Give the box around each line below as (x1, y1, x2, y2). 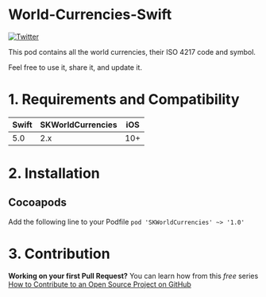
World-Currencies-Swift (8, 6, 172, 24)
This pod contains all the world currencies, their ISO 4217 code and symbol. (8, 47, 256, 56)
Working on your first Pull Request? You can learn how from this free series (8, 271, 259, 280)
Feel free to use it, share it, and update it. (8, 62, 143, 72)
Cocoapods (8, 196, 67, 210)
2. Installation (8, 164, 101, 183)
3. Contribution (8, 245, 110, 263)
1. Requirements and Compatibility (8, 91, 240, 109)
